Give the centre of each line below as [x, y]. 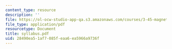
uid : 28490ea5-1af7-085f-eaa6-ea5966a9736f [52, 39]
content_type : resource [31, 10]
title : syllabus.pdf [27, 34]
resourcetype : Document [31, 29]
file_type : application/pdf [35, 24]
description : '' [23, 15]
